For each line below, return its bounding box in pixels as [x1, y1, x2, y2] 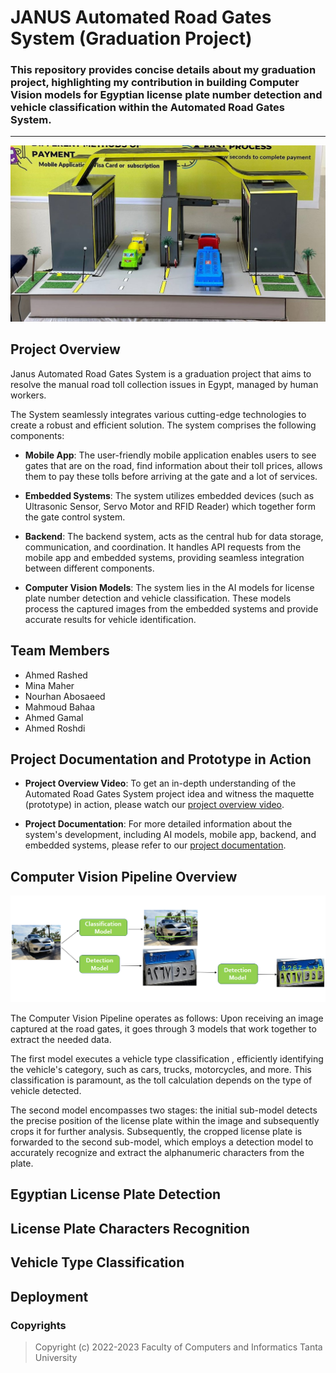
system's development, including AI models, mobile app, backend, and [24, 829, 317, 841]
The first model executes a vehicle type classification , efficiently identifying [10, 1053, 324, 1065]
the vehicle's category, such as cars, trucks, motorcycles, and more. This [10, 1064, 312, 1076]
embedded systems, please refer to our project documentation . [24, 839, 287, 851]
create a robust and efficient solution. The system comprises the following [10, 419, 317, 431]
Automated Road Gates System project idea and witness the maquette [24, 788, 315, 800]
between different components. [24, 562, 155, 574]
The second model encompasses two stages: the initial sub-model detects [10, 1104, 318, 1116]
